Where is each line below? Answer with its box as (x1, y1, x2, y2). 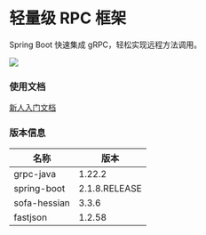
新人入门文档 (9, 102, 56, 113)
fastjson (13, 211, 47, 223)
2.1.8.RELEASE (78, 182, 142, 194)
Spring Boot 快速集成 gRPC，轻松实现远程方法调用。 (9, 39, 202, 50)
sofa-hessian (13, 197, 71, 209)
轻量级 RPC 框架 (9, 8, 127, 28)
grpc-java (13, 167, 56, 180)
